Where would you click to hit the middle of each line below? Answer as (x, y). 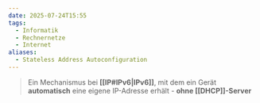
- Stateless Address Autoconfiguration (81, 60)
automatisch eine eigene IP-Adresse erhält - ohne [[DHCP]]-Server (140, 90)
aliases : (23, 52)
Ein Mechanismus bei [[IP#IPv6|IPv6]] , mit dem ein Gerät (122, 82)
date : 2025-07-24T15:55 (48, 15)
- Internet (33, 45)
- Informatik (37, 30)
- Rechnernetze (41, 38)
